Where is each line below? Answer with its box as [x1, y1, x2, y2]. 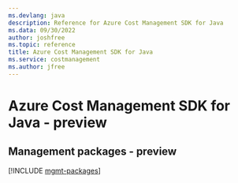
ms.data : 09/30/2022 [8, 26, 76, 34]
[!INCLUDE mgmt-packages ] [8, 166, 101, 175]
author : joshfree [8, 33, 65, 42]
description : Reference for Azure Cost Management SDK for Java [8, 19, 224, 27]
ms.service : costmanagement [8, 56, 101, 64]
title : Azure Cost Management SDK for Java [8, 48, 154, 56]
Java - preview [8, 114, 108, 131]
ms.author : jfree [8, 63, 65, 71]
